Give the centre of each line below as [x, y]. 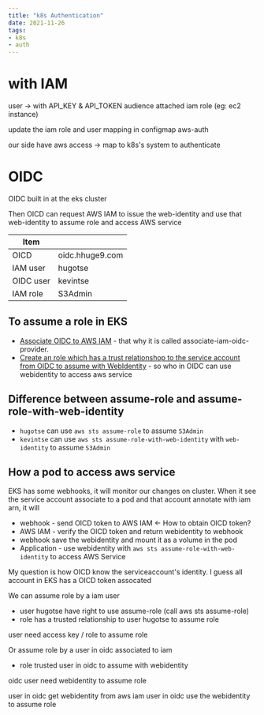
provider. [34, 349]
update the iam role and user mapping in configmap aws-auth [108, 130]
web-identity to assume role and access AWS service [95, 222]
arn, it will [24, 508]
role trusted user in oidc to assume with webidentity [104, 665]
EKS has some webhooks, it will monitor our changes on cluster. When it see [132, 491]
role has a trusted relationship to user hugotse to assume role [119, 619]
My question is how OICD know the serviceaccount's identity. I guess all [125, 572]
